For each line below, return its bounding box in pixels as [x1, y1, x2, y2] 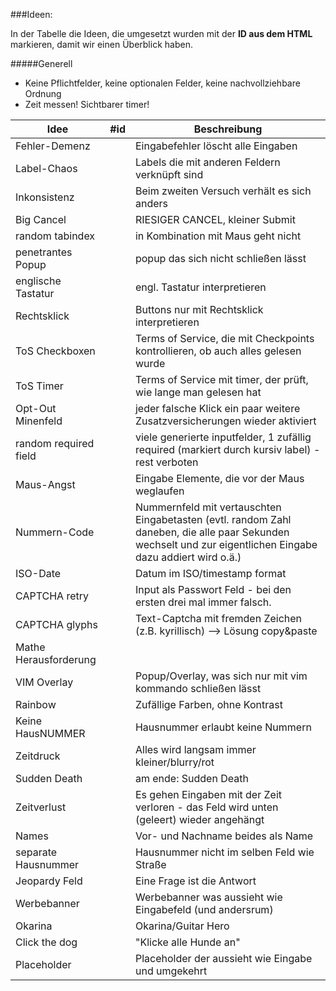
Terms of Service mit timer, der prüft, [134, 373, 309, 386]
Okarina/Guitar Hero [134, 919, 230, 933]
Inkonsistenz [15, 190, 75, 204]
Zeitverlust [15, 800, 67, 814]
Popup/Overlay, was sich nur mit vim [134, 669, 308, 683]
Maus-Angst [15, 478, 76, 491]
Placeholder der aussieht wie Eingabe [134, 952, 313, 965]
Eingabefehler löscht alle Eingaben [134, 139, 298, 153]
